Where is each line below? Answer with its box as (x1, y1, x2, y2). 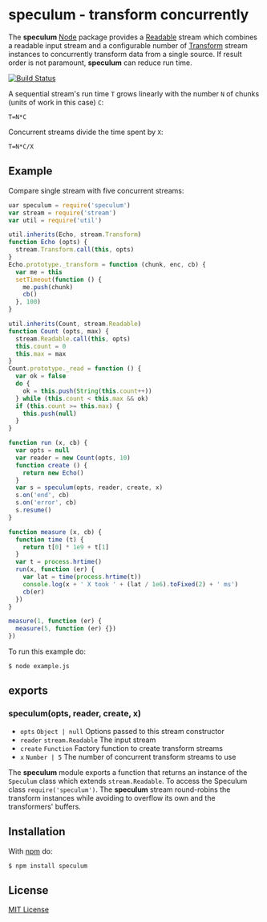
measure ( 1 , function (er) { (8, 617, 103, 626)
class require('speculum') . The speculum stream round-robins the (8, 785, 231, 794)
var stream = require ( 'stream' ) (8, 209, 116, 217)
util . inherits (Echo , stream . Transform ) (8, 230, 142, 239)
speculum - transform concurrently (8, 6, 249, 24)
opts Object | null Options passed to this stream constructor (19, 726, 225, 736)
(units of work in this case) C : (8, 97, 104, 107)
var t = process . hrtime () (15, 558, 103, 566)
